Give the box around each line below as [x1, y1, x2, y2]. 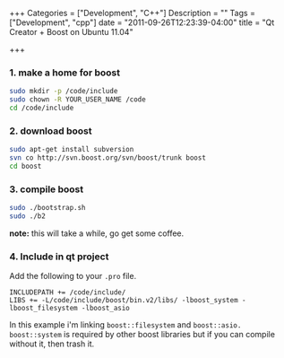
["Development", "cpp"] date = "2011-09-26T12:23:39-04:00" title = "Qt [9, 17, 275, 28]
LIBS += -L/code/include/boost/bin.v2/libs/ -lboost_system [9, 296, 239, 305]
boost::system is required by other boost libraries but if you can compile [9, 329, 276, 340]
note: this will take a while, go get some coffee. [9, 228, 185, 239]
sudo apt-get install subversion [9, 145, 134, 154]
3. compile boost [9, 183, 83, 196]
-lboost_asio [81, 304, 130, 313]
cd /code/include [9, 103, 74, 113]
